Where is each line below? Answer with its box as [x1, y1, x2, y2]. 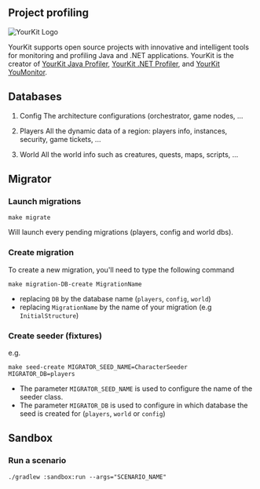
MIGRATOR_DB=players [8, 370, 76, 378]
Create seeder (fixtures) [8, 330, 102, 341]
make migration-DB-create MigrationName [8, 280, 143, 288]
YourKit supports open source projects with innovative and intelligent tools [8, 42, 250, 52]
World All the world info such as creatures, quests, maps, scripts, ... [19, 149, 239, 159]
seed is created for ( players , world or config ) [19, 408, 167, 418]
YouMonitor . [8, 67, 48, 77]
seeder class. [19, 392, 64, 401]
